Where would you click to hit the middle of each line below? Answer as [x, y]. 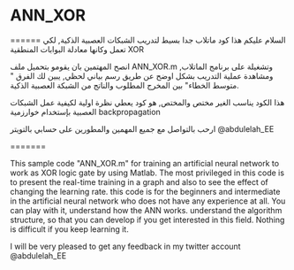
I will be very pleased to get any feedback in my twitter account [125, 246]
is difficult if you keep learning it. [69, 229]
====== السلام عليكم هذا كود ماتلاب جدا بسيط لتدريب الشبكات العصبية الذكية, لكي [148, 40]
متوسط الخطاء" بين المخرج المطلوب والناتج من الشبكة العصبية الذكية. [124, 85]
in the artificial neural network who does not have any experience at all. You [148, 201]
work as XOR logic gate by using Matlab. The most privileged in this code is [147, 173]
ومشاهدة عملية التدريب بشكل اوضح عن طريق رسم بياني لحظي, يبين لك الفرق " [142, 75]
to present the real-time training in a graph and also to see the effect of [139, 181]
